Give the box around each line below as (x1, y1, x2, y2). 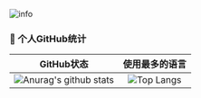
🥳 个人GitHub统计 (9, 32, 87, 45)
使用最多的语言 (122, 58, 187, 71)
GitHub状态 (39, 58, 89, 71)
